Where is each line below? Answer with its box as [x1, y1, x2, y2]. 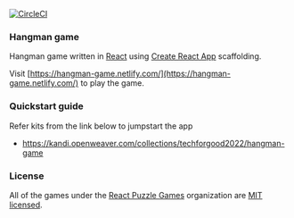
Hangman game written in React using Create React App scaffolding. [9, 51, 262, 62]
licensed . [9, 199, 43, 210]
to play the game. [79, 78, 144, 88]
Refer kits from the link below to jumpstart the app [9, 121, 193, 131]
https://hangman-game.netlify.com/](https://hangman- [29, 68, 232, 80]
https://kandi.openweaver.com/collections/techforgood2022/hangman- [21, 138, 285, 148]
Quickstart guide [9, 100, 85, 113]
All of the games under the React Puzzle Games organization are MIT [9, 189, 263, 200]
